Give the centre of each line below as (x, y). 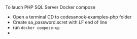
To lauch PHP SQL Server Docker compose (50, 7)
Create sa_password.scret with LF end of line (60, 22)
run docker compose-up (36, 27)
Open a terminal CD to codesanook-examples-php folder (72, 17)
